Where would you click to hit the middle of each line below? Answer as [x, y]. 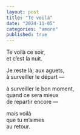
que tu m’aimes [25, 120]
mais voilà [19, 114]
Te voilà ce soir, [26, 52]
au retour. [18, 126]
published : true [27, 35]
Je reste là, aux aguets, [35, 70]
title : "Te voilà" [29, 18]
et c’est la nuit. [24, 59]
